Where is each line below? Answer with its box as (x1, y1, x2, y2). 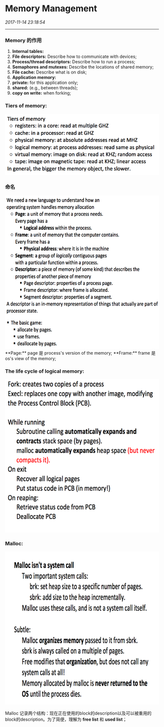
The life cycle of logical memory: (5, 367, 84, 374)
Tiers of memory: (5, 103, 47, 109)
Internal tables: (12, 49, 44, 54)
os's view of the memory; (5, 355, 57, 361)
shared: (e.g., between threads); (12, 85, 78, 91)
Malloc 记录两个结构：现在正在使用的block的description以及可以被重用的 (5, 710, 152, 716)
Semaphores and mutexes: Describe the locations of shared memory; (12, 64, 154, 70)
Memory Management (5, 3, 98, 14)
